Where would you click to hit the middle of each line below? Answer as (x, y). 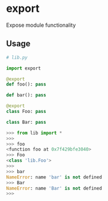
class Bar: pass (26, 122)
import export (24, 68)
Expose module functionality (41, 25)
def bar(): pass (26, 95)
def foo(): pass (26, 84)
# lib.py (17, 57)
